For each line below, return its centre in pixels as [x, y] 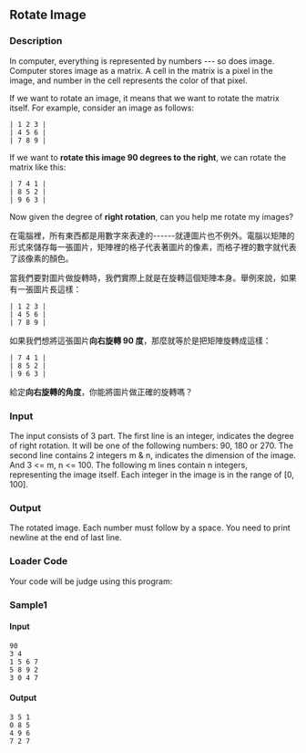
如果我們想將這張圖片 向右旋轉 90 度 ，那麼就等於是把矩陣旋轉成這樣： [140, 340]
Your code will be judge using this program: [91, 581]
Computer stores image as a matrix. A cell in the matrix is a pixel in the [141, 70]
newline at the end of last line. [66, 538]
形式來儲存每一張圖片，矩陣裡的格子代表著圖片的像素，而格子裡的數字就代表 [153, 246]
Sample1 [29, 604]
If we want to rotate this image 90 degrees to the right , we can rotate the [148, 157]
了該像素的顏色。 [41, 258]
